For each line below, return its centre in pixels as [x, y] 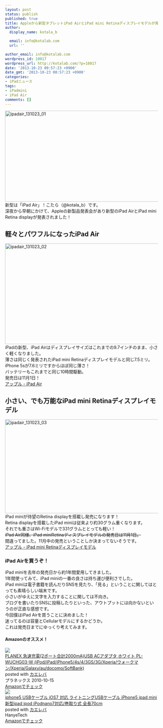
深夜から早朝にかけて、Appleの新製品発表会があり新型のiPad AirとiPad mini [81, 211]
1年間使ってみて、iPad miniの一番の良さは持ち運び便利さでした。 [70, 579]
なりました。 [31, 354]
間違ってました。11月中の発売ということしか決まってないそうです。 [72, 541]
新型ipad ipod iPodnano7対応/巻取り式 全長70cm [54, 703]
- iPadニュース [19, 82]
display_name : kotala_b [33, 32]
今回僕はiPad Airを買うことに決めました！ [47, 615]
